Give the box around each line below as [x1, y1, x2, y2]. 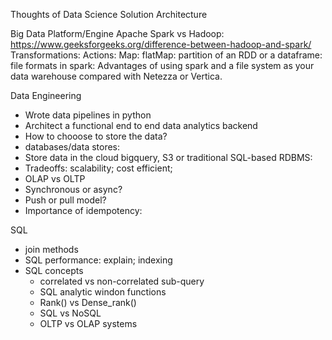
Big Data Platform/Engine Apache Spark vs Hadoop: [10, 28, 225, 39]
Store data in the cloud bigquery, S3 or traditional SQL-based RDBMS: [24, 152, 313, 163]
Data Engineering [10, 90, 82, 101]
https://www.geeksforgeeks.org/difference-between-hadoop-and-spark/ [10, 39, 312, 50]
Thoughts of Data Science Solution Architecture [10, 9, 208, 20]
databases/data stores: [24, 141, 121, 153]
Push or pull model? [24, 194, 107, 206]
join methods [24, 244, 79, 255]
